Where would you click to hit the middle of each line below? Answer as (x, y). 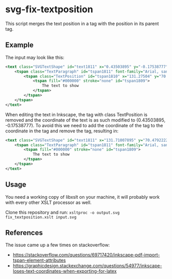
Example (19, 45)
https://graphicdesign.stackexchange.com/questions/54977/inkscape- (87, 266)
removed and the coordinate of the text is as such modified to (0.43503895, (85, 120)
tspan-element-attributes (39, 260)
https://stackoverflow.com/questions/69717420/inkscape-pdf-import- (86, 255)
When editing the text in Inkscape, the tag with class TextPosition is (76, 114)
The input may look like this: (35, 57)
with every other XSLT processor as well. (49, 202)
